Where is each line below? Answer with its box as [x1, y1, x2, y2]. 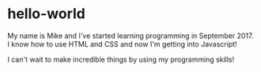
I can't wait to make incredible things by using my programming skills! [7, 55, 235, 64]
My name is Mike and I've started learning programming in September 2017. [7, 31, 254, 40]
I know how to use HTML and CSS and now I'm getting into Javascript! [7, 39, 238, 48]
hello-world [7, 5, 86, 23]
